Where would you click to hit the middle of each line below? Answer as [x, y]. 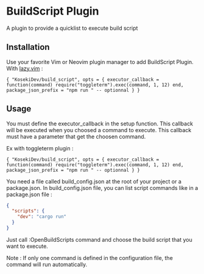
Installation [28, 47]
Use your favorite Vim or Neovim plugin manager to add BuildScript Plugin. [100, 61]
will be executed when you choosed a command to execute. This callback [99, 130]
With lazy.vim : [25, 68]
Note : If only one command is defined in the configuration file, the [90, 258]
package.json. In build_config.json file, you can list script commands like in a [102, 188]
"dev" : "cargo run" [42, 217]
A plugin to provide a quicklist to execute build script [72, 28]
